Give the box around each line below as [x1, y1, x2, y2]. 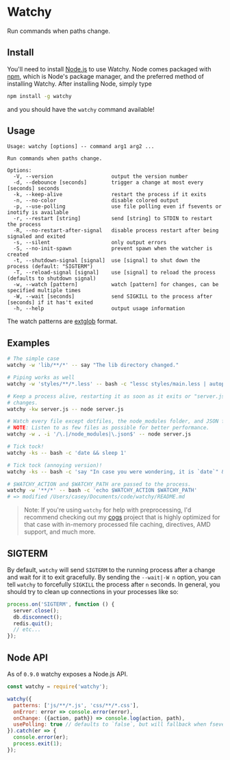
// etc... [13, 626, 41, 633]
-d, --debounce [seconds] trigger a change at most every [13, 179, 204, 186]
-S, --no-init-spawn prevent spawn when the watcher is [13, 245, 213, 252]
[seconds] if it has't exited [7, 299, 94, 306]
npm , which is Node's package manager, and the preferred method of [7, 72, 204, 80]
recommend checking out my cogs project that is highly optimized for [23, 513, 220, 521]
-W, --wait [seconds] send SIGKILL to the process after [13, 293, 213, 300]
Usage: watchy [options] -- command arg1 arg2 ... [7, 143, 155, 150]
